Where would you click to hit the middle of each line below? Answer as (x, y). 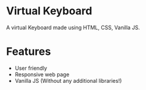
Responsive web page (42, 74)
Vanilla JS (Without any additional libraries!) (68, 80)
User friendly (31, 68)
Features (29, 52)
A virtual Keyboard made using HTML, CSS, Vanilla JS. (73, 27)
